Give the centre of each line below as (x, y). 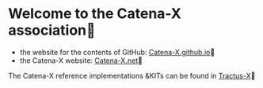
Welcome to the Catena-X (95, 14)
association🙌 (52, 30)
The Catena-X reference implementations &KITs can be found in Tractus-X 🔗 (132, 75)
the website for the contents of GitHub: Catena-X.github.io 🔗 (117, 52)
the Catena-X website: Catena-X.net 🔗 (81, 60)
